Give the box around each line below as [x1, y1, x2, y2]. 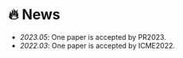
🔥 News [8, 6, 61, 24]
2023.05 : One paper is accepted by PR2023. [19, 32, 167, 41]
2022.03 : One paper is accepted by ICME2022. [19, 41, 175, 50]
